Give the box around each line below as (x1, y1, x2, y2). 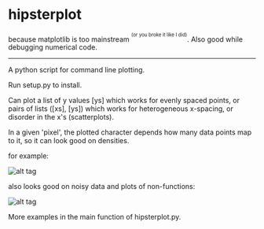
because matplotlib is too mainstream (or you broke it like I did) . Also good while (8, 31, 244, 44)
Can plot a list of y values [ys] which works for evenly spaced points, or (8, 96, 240, 105)
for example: (8, 151, 49, 161)
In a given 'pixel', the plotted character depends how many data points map (8, 127, 252, 137)
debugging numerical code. (8, 42, 98, 52)
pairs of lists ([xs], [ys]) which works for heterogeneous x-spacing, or (8, 104, 233, 113)
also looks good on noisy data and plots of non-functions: (8, 182, 196, 191)
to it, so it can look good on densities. (8, 136, 130, 146)
